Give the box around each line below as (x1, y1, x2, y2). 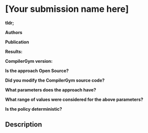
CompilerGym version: (5, 58, 53, 64)
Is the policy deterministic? (5, 106, 62, 112)
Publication (5, 39, 29, 45)
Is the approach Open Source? (5, 68, 69, 74)
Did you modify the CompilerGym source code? (5, 77, 105, 83)
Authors (5, 29, 23, 35)
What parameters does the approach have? (5, 87, 97, 92)
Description (5, 120, 42, 129)
